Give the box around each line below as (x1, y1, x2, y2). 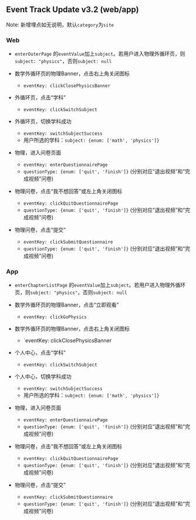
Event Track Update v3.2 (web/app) (6, 5, 139, 15)
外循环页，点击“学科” (14, 94, 66, 101)
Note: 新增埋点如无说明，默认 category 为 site (6, 21, 114, 28)
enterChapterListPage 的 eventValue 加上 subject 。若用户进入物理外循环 (14, 282, 186, 289)
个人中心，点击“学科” (14, 349, 66, 356)
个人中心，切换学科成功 (14, 373, 72, 380)
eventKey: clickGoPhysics (23, 314, 87, 320)
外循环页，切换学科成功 (14, 118, 72, 125)
